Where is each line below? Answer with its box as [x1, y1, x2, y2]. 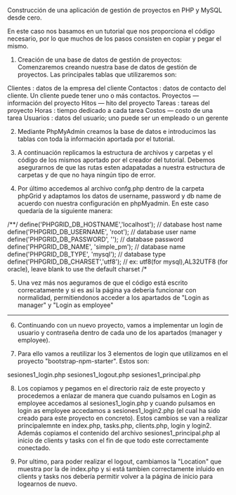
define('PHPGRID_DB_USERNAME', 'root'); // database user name [7, 228, 197, 236]
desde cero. [7, 13, 42, 22]
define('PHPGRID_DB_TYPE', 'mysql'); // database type [7, 250, 166, 258]
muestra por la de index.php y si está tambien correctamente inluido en [17, 465, 225, 473]
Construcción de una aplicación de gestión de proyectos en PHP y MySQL [7, 6, 223, 14]
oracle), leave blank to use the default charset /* [7, 265, 147, 273]
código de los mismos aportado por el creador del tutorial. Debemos [17, 156, 216, 164]
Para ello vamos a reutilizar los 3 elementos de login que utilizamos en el [17, 350, 228, 358]
